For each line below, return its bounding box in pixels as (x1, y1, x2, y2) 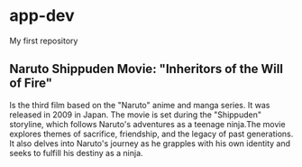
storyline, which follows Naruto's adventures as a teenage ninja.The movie (9, 118, 286, 129)
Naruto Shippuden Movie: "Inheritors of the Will (9, 61, 284, 77)
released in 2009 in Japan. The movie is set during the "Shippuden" (9, 109, 261, 120)
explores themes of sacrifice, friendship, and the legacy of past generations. (9, 128, 294, 139)
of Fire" (9, 76, 52, 91)
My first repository (9, 35, 78, 46)
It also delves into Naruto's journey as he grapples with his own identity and (9, 137, 291, 149)
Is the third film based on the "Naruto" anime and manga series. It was (9, 99, 270, 110)
